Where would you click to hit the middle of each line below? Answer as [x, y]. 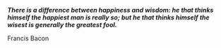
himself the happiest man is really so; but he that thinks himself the [108, 17]
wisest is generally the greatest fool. [62, 25]
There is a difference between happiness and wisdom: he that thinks [110, 10]
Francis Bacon [28, 38]
